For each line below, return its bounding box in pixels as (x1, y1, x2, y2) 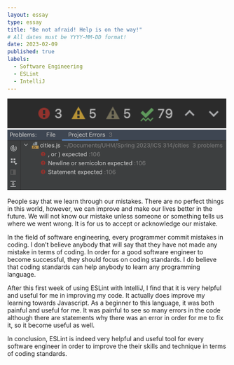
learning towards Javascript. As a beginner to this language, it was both (7, 298, 215, 308)
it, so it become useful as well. (7, 321, 95, 329)
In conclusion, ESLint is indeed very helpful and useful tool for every (7, 335, 205, 343)
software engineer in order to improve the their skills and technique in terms (7, 342, 226, 350)
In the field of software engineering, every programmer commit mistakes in (7, 233, 223, 242)
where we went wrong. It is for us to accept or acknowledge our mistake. (7, 219, 219, 228)
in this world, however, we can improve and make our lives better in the (7, 205, 213, 213)
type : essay (7, 18, 42, 26)
